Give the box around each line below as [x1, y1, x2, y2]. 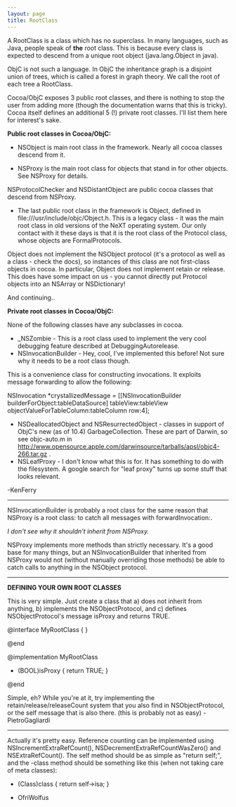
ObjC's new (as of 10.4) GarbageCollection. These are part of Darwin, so [17, 427, 228, 436]
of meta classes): [7, 766, 58, 774]
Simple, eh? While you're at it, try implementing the [7, 693, 155, 702]
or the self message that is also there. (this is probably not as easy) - [7, 708, 206, 717]
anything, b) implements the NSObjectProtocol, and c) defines [7, 604, 188, 612]
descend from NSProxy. [7, 193, 77, 201]
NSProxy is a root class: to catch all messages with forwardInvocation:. [7, 513, 213, 522]
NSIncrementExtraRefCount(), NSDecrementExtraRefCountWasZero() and [7, 743, 221, 752]
